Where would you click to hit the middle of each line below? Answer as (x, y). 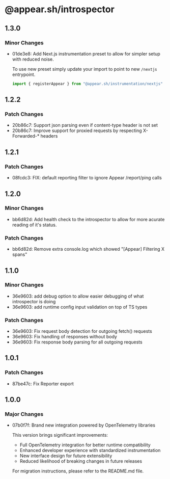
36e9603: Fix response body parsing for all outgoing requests (77, 342)
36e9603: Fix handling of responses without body (65, 337)
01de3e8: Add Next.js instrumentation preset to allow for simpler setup (86, 54)
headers (49, 136)
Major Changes (24, 414)
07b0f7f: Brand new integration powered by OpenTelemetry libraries (84, 425)
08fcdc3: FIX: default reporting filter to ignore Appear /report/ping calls (87, 178)
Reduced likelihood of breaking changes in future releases (81, 461)
